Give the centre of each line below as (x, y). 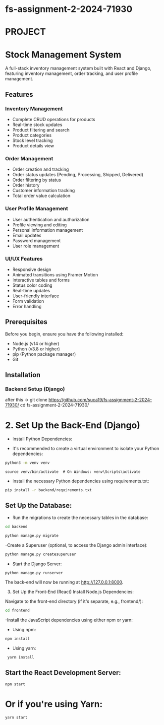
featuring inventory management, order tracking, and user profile (72, 73)
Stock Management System (63, 54)
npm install (17, 639)
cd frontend (17, 611)
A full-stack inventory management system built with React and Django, (78, 68)
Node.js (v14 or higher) (36, 343)
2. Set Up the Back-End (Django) (73, 425)
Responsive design (32, 269)
